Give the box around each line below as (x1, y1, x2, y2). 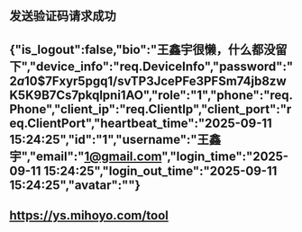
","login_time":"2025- (161, 148, 289, 164)
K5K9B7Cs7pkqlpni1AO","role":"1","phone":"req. (9, 87, 294, 103)
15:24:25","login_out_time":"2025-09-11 (43, 163, 278, 178)
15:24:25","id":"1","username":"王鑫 (9, 131, 221, 147)
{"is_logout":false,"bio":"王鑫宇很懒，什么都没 (9, 41, 276, 57)
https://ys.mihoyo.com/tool (9, 208, 169, 223)
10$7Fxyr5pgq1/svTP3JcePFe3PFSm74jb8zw (23, 73, 287, 88)
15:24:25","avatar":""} (9, 177, 142, 192)
